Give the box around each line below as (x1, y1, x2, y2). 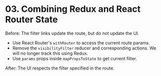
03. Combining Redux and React (5, 3, 141, 15)
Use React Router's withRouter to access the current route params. (12, 39, 150, 45)
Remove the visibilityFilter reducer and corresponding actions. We (12, 45, 157, 51)
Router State (5, 14, 58, 25)
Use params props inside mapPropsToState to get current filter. (12, 55, 137, 61)
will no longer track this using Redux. (12, 50, 88, 56)
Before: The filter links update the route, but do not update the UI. (5, 30, 139, 36)
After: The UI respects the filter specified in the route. (5, 65, 115, 71)
